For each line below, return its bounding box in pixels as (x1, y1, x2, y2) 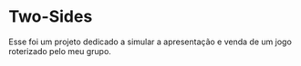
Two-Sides (8, 6, 93, 27)
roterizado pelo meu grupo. (8, 45, 111, 56)
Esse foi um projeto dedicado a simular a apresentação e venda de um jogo (8, 36, 293, 47)
